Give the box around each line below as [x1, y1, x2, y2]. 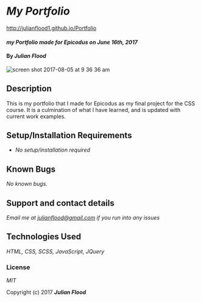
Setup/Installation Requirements [6, 130, 132, 141]
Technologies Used [6, 231, 81, 242]
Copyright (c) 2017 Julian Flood [6, 289, 86, 296]
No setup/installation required [15, 146, 90, 153]
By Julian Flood [6, 52, 47, 60]
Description [6, 83, 52, 94]
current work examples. [6, 113, 66, 120]
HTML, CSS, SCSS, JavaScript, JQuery [6, 248, 105, 255]
